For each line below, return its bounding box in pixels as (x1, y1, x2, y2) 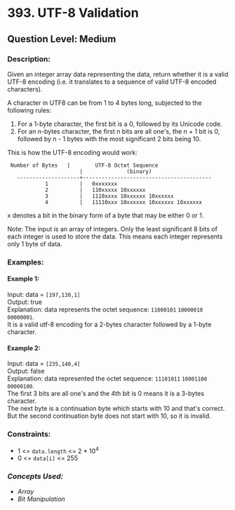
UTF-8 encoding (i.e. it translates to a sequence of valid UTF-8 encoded (7, 77, 217, 86)
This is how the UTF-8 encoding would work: (7, 148, 138, 156)
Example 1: (7, 274, 40, 283)
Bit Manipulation (17, 495, 65, 504)
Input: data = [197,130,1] (7, 291, 81, 298)
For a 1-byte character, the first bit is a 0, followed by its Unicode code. (17, 120, 222, 128)
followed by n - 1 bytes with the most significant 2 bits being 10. (17, 134, 201, 143)
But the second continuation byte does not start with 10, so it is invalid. (7, 412, 212, 420)
